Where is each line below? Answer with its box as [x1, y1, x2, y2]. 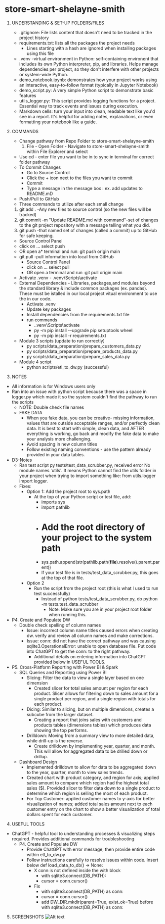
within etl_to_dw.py [26, 851, 65, 857]
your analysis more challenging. [26, 436, 92, 441]
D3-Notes [11, 457, 32, 463]
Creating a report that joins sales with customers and [34, 717, 142, 723]
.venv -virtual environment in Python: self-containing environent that [19, 55, 159, 61]
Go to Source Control [26, 169, 70, 175]
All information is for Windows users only [11, 383, 96, 389]
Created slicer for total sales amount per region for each [34, 685, 149, 691]
